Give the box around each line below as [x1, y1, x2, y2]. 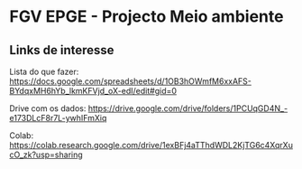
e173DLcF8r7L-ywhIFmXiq [9, 113, 107, 123]
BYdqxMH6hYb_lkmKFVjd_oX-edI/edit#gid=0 [9, 86, 178, 96]
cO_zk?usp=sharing [9, 149, 83, 160]
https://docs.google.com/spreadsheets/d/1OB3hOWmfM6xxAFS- [9, 76, 252, 87]
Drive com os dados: [9, 103, 87, 114]
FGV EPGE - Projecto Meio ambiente [9, 6, 284, 27]
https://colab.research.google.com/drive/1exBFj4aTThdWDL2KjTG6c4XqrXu [9, 140, 293, 150]
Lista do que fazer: [9, 66, 79, 77]
